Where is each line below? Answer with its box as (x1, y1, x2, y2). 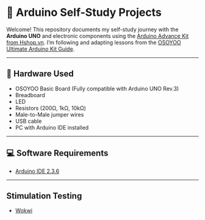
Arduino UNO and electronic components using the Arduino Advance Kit (6, 32, 189, 39)
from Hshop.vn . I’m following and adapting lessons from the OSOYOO (6, 38, 181, 46)
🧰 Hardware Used (6, 68, 74, 79)
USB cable (15, 117, 42, 125)
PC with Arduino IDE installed (15, 123, 89, 131)
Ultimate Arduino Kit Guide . (6, 45, 75, 53)
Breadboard (15, 91, 46, 98)
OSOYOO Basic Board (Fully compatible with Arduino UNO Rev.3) (15, 85, 179, 92)
